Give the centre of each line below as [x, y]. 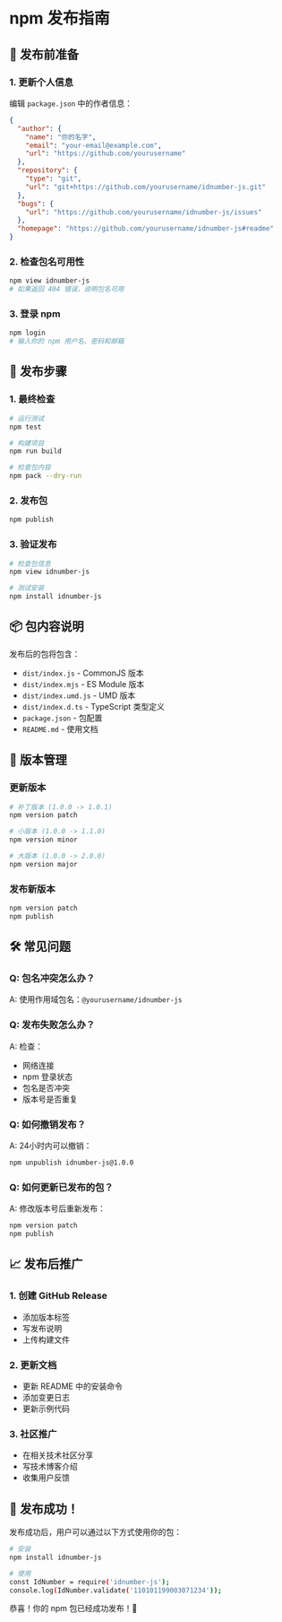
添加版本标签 [46, 1317]
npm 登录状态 [47, 1077]
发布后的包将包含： [45, 654]
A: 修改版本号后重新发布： [57, 1208]
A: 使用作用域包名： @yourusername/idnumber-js [96, 999]
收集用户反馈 [46, 1478]
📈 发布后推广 [46, 1264]
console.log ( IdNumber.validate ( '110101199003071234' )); [115, 1590]
